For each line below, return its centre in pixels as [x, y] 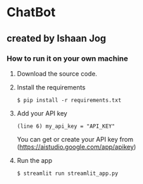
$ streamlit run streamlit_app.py [67, 173]
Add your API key [42, 113]
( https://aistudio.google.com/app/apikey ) [76, 147]
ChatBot [31, 12]
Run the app [35, 160]
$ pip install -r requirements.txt [69, 100]
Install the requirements [51, 87]
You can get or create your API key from [75, 139]
